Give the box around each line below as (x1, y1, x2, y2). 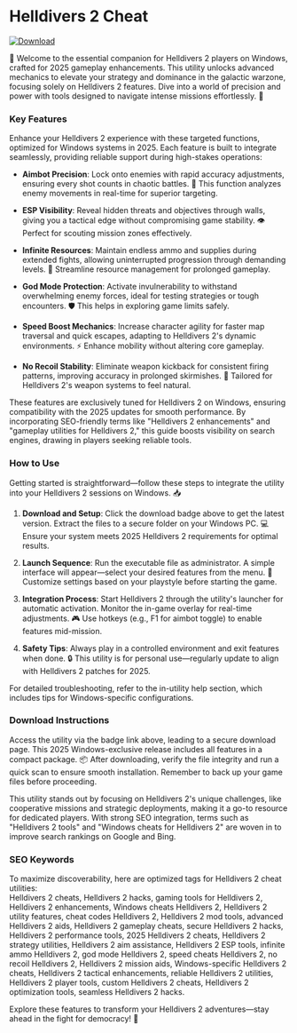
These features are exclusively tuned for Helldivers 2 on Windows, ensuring (9, 397, 286, 408)
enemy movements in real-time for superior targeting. (21, 188, 219, 199)
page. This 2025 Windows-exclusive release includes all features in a (9, 743, 263, 754)
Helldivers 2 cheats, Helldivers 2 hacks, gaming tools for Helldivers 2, (9, 893, 263, 903)
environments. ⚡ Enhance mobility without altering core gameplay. (21, 340, 264, 352)
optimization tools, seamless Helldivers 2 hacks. (9, 987, 185, 997)
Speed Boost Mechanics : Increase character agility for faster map (21, 322, 265, 332)
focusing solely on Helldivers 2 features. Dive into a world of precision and (9, 81, 281, 91)
